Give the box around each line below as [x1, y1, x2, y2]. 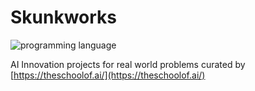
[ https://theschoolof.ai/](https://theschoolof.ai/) [10, 69, 206, 81]
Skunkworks [10, 6, 118, 29]
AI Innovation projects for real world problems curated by [10, 58, 246, 70]
